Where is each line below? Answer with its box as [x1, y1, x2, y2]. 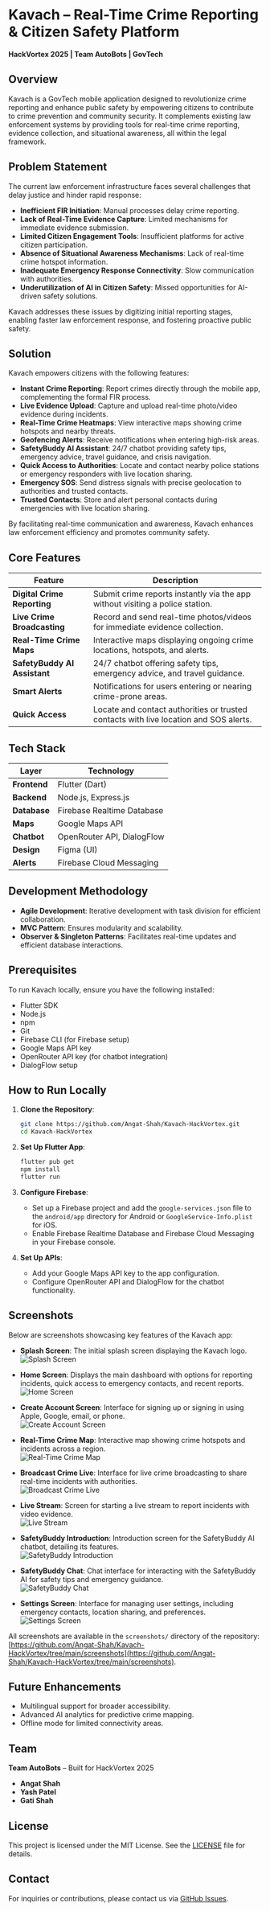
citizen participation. [19, 240, 88, 249]
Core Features [8, 551, 81, 565]
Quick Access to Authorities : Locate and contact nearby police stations [19, 461, 260, 471]
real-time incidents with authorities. [19, 1476, 138, 1486]
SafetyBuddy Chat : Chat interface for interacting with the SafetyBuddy [19, 1566, 256, 1576]
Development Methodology [8, 885, 149, 898]
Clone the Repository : [19, 1104, 95, 1115]
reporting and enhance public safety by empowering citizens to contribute [8, 102, 255, 112]
